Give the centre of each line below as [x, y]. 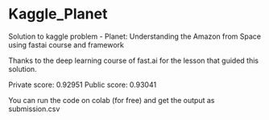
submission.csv [34, 109]
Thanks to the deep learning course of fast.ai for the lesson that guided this [134, 60]
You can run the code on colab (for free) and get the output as [112, 100]
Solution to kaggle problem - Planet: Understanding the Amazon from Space [135, 36]
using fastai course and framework [66, 44]
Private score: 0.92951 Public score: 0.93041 [83, 85]
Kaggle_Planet [58, 14]
